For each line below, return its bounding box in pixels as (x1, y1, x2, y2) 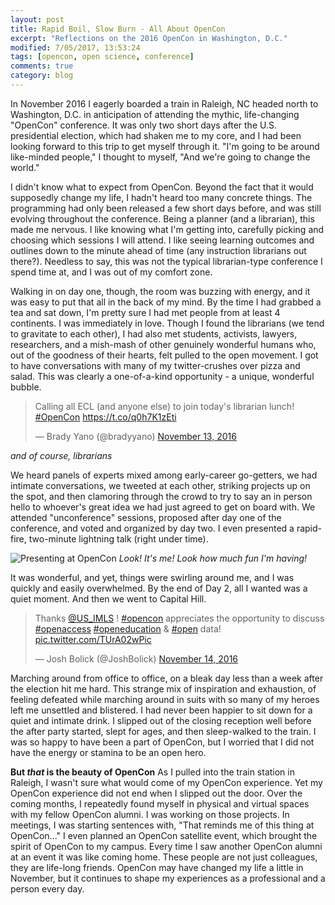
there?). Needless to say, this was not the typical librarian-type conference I (10, 255, 323, 267)
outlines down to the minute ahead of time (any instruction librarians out (10, 244, 307, 256)
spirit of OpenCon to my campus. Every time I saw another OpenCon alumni (10, 840, 323, 852)
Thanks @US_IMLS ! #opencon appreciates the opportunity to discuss (34, 612, 325, 624)
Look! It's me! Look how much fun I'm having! (118, 552, 308, 564)
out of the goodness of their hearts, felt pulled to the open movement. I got (10, 349, 319, 361)
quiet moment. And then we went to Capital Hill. (10, 592, 207, 605)
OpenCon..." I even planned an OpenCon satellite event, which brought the (10, 829, 318, 841)
